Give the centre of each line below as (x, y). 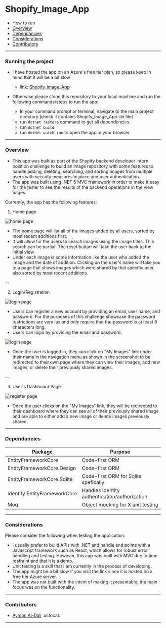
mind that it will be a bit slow (41, 77)
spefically (93, 482)
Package (42, 452)
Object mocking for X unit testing (120, 505)
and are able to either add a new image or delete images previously (81, 416)
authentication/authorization (115, 496)
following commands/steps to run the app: (55, 102)
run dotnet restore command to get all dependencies (74, 122)
